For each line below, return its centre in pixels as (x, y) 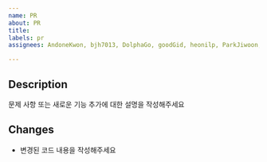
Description (38, 84)
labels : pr (26, 38)
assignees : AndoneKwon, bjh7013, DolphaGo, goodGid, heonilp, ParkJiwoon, (135, 45)
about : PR (25, 23)
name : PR (23, 15)
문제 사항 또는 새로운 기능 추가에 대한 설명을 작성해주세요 (96, 104)
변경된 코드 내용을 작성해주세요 (68, 150)
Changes (31, 130)
